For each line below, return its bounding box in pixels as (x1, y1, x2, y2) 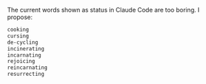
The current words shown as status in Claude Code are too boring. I (7, 6, 200, 14)
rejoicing (7, 58, 36, 65)
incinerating (7, 45, 45, 52)
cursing (7, 32, 30, 40)
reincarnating (7, 64, 48, 71)
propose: (7, 13, 33, 21)
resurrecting (7, 71, 45, 78)
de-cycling (7, 39, 39, 46)
